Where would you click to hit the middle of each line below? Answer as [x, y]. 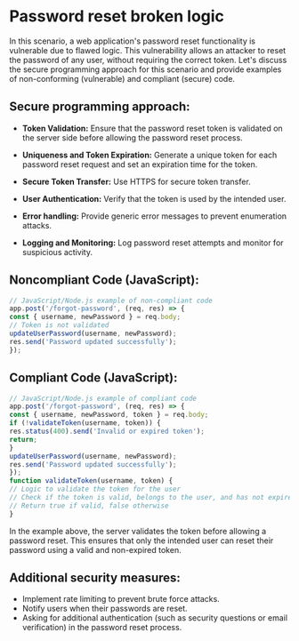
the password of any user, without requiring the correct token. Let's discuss [148, 60]
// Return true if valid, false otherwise [89, 505]
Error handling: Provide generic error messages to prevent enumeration [154, 216]
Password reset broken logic [117, 16]
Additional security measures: [95, 578]
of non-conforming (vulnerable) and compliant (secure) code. [122, 78]
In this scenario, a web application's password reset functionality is [133, 41]
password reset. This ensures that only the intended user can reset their [141, 541]
